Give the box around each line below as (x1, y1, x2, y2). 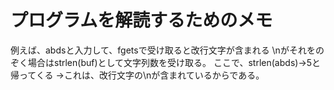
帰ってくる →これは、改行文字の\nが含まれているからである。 (10, 69, 265, 81)
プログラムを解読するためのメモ (10, 9, 273, 32)
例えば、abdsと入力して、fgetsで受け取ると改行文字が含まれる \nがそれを (10, 44, 316, 56)
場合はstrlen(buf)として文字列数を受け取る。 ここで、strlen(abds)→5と (27, 56, 322, 68)
